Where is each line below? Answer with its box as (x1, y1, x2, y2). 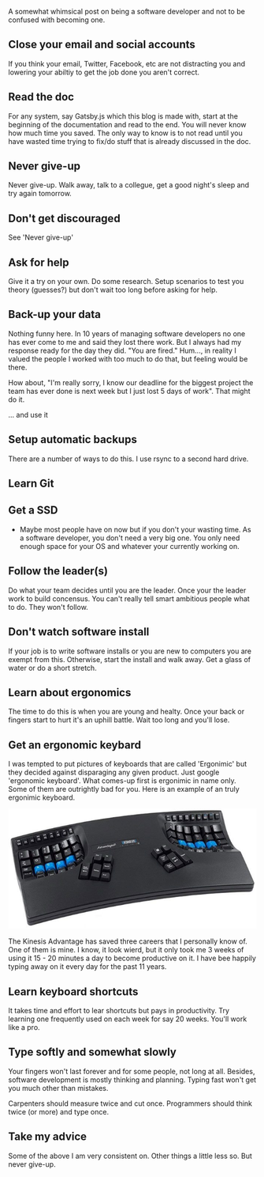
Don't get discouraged (8, 211, 121, 225)
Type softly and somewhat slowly (8, 1046, 177, 1059)
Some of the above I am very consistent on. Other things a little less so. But (8, 1151, 252, 1160)
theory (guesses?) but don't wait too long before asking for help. (8, 285, 218, 295)
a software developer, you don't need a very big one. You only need (19, 533, 240, 543)
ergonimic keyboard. (8, 793, 76, 802)
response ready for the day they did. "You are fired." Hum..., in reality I (8, 346, 236, 355)
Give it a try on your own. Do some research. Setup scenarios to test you (8, 277, 244, 286)
